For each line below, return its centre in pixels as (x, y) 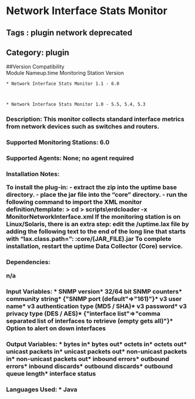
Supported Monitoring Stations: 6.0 (58, 143)
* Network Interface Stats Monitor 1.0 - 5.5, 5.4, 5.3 (76, 104)
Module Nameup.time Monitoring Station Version (65, 73)
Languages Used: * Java (42, 389)
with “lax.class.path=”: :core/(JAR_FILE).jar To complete (89, 239)
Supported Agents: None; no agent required (70, 159)
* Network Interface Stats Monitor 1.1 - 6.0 (63, 84)
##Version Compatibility (35, 67)
